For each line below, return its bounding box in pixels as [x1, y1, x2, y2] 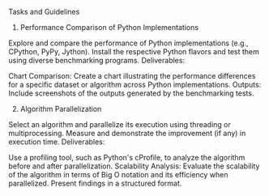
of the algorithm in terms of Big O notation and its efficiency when [8, 170, 228, 179]
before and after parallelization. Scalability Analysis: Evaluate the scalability [8, 161, 260, 171]
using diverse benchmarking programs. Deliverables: [8, 56, 185, 65]
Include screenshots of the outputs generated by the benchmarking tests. [8, 88, 254, 98]
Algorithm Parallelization [19, 104, 102, 113]
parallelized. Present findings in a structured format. [8, 178, 182, 188]
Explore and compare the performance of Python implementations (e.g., [8, 38, 249, 48]
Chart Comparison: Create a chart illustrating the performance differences [8, 71, 256, 80]
